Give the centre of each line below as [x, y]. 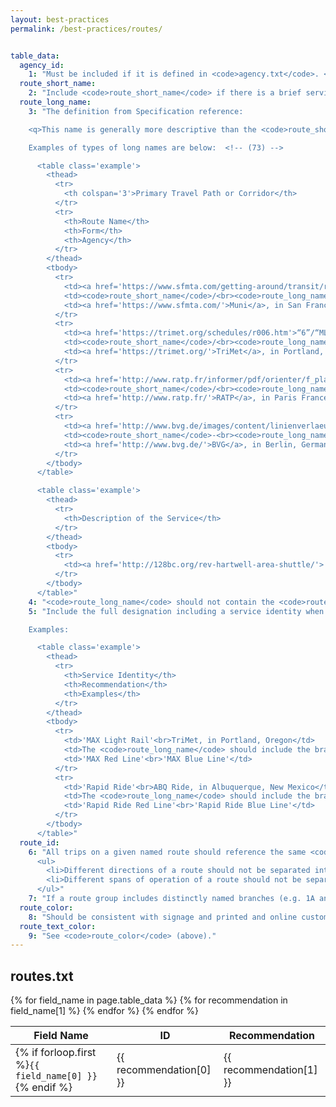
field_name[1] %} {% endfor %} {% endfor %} [105, 1011]
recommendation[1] [270, 1070]
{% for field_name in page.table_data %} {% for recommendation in [149, 1000]
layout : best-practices [60, 19]
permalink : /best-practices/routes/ [86, 29]
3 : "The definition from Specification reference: [136, 111]
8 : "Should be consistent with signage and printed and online [163, 917]
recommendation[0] [164, 1070]
